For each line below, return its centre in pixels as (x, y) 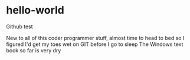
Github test (20, 26)
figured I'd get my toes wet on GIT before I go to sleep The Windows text (95, 44)
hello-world (35, 10)
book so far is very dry (34, 50)
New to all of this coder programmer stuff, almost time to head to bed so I (95, 38)
